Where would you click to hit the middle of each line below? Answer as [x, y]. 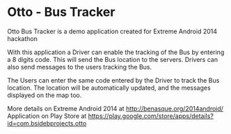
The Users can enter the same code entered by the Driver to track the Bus [113, 80]
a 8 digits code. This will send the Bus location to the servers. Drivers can [112, 59]
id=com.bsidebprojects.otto [47, 123]
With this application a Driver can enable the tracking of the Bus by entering [116, 52]
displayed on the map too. [45, 95]
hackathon [23, 38]
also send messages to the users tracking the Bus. [80, 67]
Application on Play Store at [47, 116]
